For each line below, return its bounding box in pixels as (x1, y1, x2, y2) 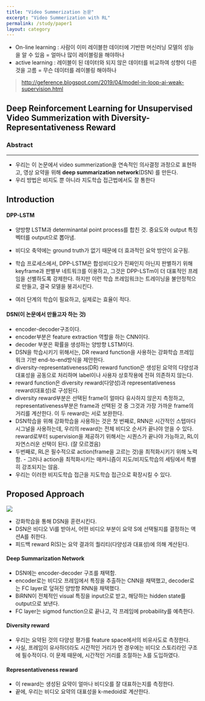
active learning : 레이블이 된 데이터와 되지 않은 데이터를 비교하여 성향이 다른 (15, 59, 197, 66)
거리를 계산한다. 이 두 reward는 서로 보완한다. (15, 410, 124, 417)
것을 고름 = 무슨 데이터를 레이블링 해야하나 (15, 67, 117, 74)
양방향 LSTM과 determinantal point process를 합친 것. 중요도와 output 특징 (15, 226, 198, 233)
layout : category (6, 26, 51, 32)
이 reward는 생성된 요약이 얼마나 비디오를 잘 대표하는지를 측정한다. (15, 680, 175, 688)
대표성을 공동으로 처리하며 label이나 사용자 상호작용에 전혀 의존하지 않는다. (15, 371, 193, 378)
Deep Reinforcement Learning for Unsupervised (6, 103, 193, 113)
